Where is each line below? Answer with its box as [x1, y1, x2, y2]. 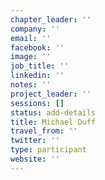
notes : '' [10, 80, 52, 90]
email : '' [10, 33, 52, 43]
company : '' [10, 24, 60, 34]
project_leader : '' [10, 89, 92, 99]
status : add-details [10, 107, 97, 118]
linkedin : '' [10, 71, 65, 81]
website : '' [10, 154, 60, 164]
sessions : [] [10, 98, 65, 108]
